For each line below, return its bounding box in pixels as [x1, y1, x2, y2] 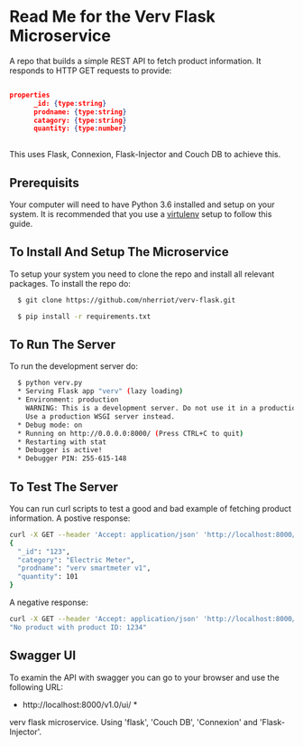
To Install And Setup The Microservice [9, 244, 229, 260]
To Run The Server [9, 336, 116, 352]
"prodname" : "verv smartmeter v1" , [17, 563, 151, 573]
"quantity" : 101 [17, 572, 78, 581]
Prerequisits [9, 175, 79, 191]
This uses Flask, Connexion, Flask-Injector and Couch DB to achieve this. [9, 149, 281, 160]
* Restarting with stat [17, 437, 106, 447]
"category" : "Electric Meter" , [17, 555, 135, 564]
